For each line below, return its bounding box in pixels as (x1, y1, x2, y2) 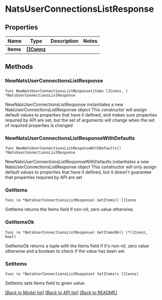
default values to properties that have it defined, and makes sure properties (5, 112, 158, 118)
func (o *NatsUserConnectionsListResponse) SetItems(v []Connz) (5, 271, 139, 276)
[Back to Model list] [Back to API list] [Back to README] (5, 289, 117, 296)
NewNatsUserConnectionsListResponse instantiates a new (5, 101, 124, 107)
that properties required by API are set (5, 174, 82, 180)
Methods (5, 62, 33, 71)
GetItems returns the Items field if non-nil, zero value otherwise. (5, 207, 134, 212)
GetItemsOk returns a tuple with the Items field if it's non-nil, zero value (5, 242, 149, 249)
